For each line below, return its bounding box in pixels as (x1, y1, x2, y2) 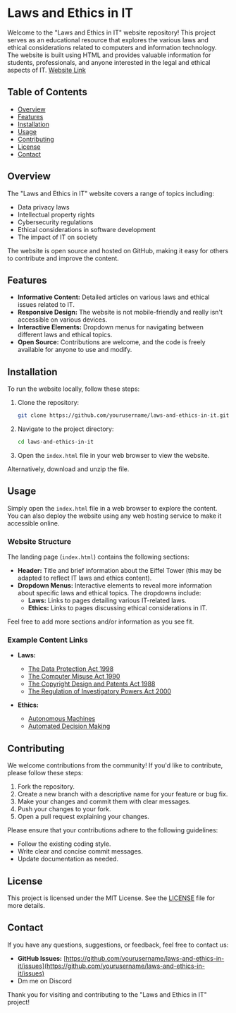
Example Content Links (7, 635, 88, 645)
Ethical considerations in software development (17, 225, 156, 233)
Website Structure (7, 536, 72, 546)
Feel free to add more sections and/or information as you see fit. (7, 617, 194, 626)
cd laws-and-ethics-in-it (17, 439, 94, 446)
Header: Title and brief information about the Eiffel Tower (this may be (17, 566, 222, 575)
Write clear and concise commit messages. (17, 847, 143, 856)
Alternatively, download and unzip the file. (7, 464, 130, 473)
